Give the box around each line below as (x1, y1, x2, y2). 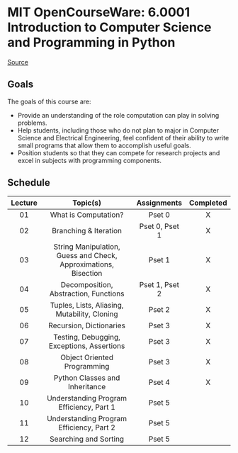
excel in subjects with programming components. (17, 156, 161, 164)
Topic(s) (72, 198, 101, 208)
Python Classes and (53, 373, 120, 383)
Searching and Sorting (49, 434, 125, 444)
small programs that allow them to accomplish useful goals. (17, 141, 191, 150)
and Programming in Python (7, 35, 176, 50)
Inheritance (67, 381, 106, 391)
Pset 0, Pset (139, 221, 179, 231)
